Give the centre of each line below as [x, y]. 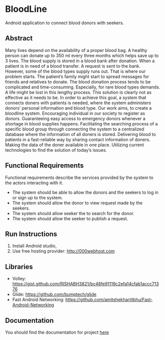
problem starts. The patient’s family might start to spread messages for [77, 76]
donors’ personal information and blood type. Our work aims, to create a [78, 108]
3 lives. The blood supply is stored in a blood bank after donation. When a [80, 61]
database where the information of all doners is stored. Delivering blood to [81, 134]
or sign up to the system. [37, 197]
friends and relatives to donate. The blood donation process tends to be [78, 82]
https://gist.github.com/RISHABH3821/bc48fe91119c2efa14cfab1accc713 [85, 284]
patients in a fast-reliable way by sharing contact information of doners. [78, 139]
